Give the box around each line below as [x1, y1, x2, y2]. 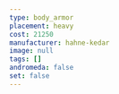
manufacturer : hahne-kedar [9, 38, 110, 47]
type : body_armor [9, 13, 74, 22]
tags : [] [9, 55, 42, 64]
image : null [9, 47, 54, 56]
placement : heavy [9, 21, 74, 30]
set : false [9, 72, 50, 81]
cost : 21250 [9, 30, 54, 38]
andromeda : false [9, 64, 74, 73]
